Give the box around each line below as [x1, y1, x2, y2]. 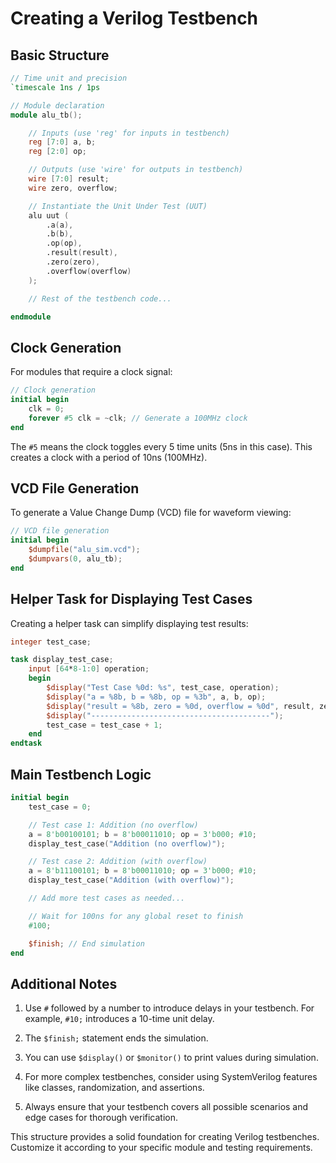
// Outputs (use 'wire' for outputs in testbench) [28, 165, 244, 175]
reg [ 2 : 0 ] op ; [28, 147, 87, 157]
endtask [10, 738, 43, 749]
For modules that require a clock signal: [10, 366, 173, 378]
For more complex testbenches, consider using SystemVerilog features [24, 1071, 318, 1083]
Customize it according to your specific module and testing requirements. [10, 1142, 313, 1154]
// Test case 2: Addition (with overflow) [28, 857, 208, 867]
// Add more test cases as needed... [28, 893, 186, 903]
